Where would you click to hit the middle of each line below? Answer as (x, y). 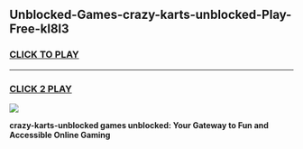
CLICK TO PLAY (44, 55)
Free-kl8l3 (39, 29)
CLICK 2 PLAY (41, 88)
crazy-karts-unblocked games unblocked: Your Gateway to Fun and (139, 125)
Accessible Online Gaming (60, 135)
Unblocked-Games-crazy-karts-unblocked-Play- (151, 15)
